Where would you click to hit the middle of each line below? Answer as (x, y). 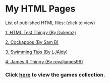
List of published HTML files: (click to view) (50, 23)
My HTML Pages (40, 9)
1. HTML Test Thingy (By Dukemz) (41, 32)
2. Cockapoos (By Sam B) (32, 42)
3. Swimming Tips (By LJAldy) (37, 52)
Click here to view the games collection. (55, 74)
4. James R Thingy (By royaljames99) (44, 61)
